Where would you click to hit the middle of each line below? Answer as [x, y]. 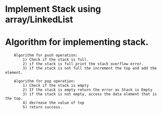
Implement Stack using [53, 9]
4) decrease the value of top [54, 103]
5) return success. [43, 107]
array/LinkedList [39, 19]
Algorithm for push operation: [46, 55]
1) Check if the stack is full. [56, 60]
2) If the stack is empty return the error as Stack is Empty [88, 90]
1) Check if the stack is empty [56, 86]
